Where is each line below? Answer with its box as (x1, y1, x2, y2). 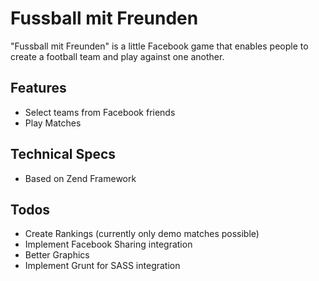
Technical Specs (10, 146, 117, 163)
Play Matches (24, 117, 82, 129)
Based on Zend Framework (24, 172, 137, 184)
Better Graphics (24, 249, 90, 261)
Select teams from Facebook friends (24, 106, 176, 118)
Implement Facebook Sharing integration (24, 238, 193, 251)
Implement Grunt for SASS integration (24, 260, 181, 272)
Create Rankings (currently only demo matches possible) (24, 228, 260, 240)
